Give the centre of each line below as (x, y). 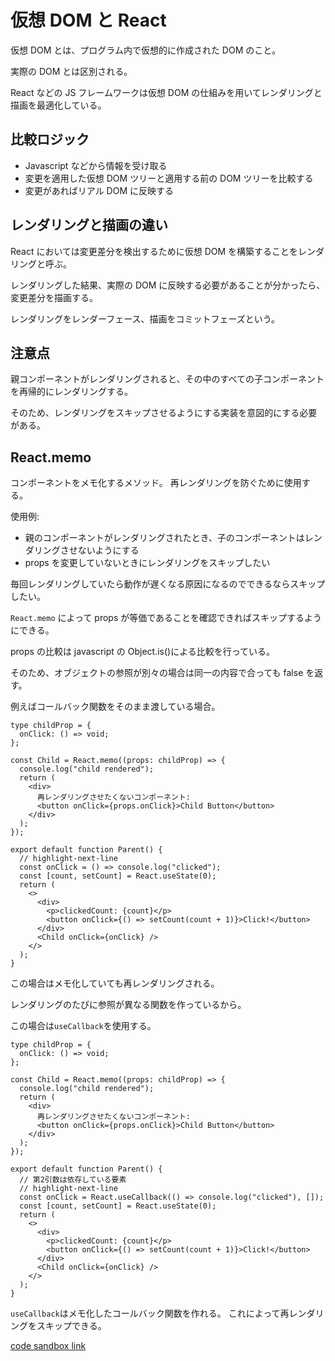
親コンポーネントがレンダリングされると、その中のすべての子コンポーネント (167, 379)
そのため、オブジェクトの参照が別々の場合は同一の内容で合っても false (157, 673)
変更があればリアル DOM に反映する (99, 190)
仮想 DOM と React (88, 20)
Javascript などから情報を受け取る (96, 165)
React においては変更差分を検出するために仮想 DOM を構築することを (154, 251)
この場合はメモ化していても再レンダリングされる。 (115, 983)
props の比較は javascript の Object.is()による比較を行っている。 (143, 652)
